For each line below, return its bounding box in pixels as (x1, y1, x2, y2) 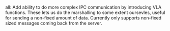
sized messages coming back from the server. (5, 20, 103, 26)
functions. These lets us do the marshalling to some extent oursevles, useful (5, 9, 165, 15)
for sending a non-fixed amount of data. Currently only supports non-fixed (5, 15, 162, 20)
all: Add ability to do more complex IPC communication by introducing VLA (5, 4, 162, 10)
